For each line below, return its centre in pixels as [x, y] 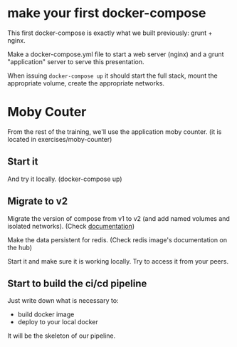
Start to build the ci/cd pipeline [77, 283]
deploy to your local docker [58, 322]
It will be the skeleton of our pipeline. [62, 336]
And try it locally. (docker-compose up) [65, 179]
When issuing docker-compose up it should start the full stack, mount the [113, 76]
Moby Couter [47, 112]
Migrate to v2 [38, 201]
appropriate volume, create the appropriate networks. [86, 83]
